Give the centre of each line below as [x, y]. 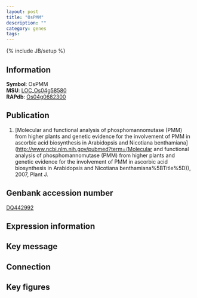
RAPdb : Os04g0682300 [36, 97]
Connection [28, 267]
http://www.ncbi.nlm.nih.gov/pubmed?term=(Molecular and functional [103, 149]
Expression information [51, 226]
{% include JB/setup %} [36, 51]
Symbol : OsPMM [27, 84]
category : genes [26, 28]
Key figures [28, 287]
